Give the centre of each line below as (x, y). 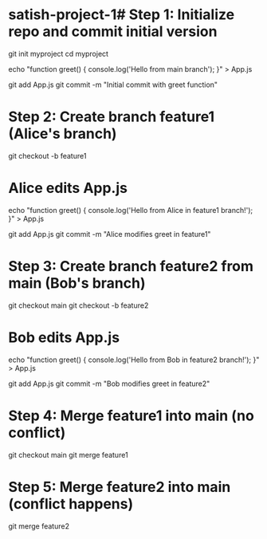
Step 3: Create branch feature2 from (131, 266)
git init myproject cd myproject (59, 53)
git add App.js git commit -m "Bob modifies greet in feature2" (109, 384)
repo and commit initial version (113, 31)
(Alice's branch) (63, 134)
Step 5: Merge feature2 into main (120, 487)
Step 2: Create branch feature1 (112, 117)
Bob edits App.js (64, 337)
